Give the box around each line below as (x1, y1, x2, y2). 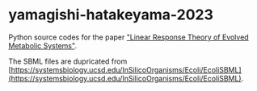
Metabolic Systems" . (8, 40, 77, 50)
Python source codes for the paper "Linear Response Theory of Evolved (8, 32, 249, 42)
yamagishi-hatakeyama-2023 (8, 6, 214, 24)
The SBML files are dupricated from (8, 56, 128, 66)
